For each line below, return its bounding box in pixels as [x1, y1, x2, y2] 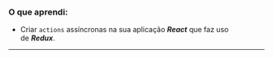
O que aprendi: [8, 6, 68, 18]
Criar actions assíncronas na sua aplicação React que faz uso [19, 25, 229, 35]
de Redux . [19, 33, 55, 43]
